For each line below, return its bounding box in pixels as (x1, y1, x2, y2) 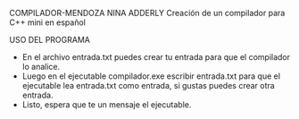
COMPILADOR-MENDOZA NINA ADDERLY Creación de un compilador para (9, 8, 286, 18)
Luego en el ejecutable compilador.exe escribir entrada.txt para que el (21, 71, 281, 81)
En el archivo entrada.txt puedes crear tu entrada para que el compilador (21, 52, 291, 62)
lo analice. (21, 62, 61, 72)
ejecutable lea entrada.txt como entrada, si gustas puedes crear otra (21, 81, 275, 90)
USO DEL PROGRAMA (9, 35, 91, 45)
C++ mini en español (9, 17, 87, 28)
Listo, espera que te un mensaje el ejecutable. (21, 99, 192, 110)
